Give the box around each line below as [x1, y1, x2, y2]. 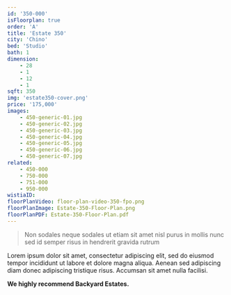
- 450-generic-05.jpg [19, 140, 82, 147]
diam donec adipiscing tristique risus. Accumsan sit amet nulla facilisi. [7, 266, 208, 274]
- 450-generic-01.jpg [19, 114, 82, 121]
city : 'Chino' [7, 36, 49, 43]
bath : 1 [7, 50, 30, 56]
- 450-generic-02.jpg [19, 120, 82, 128]
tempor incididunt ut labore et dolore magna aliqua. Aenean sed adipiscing [7, 259, 221, 267]
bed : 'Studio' [7, 43, 49, 50]
